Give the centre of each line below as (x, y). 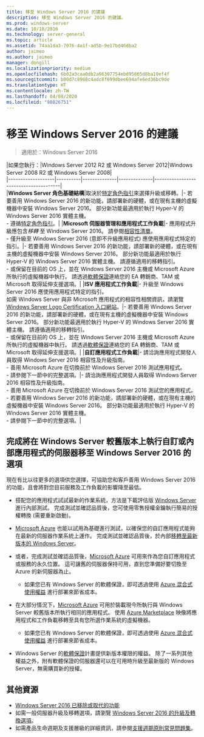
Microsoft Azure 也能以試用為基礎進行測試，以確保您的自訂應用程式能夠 (105, 528)
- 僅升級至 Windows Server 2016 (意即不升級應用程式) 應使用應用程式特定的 (101, 238)
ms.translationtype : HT (36, 86)
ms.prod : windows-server (38, 23)
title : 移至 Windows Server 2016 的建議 (56, 12)
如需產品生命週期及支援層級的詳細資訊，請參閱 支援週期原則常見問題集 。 (105, 728)
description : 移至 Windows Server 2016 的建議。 (66, 18)
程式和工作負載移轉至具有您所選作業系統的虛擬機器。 (87, 620)
